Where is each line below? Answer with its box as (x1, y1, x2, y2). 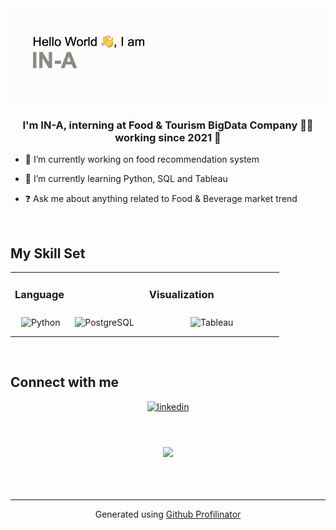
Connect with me (10, 374, 120, 391)
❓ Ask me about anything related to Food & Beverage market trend (24, 193, 298, 205)
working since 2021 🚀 (114, 131, 222, 145)
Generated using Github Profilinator (94, 508, 242, 520)
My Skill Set (10, 245, 86, 262)
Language (14, 287, 65, 301)
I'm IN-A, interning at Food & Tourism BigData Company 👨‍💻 (22, 118, 314, 132)
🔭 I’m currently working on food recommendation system (24, 153, 260, 166)
